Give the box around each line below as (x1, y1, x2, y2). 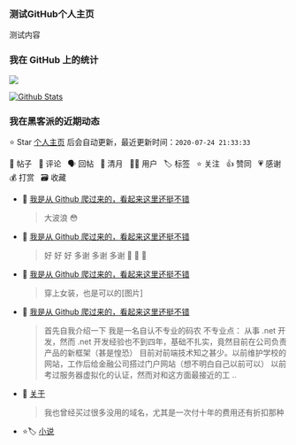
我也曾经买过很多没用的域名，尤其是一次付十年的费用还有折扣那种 (43, 407, 285, 418)
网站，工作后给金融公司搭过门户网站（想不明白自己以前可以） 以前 (43, 358, 287, 369)
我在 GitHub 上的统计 (9, 54, 99, 66)
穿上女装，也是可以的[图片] (43, 288, 143, 298)
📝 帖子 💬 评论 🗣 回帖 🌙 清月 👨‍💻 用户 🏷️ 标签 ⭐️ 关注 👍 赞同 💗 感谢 (9, 157, 282, 169)
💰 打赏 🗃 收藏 (9, 172, 66, 182)
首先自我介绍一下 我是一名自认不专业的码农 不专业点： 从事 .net (43, 325, 277, 335)
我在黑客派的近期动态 (9, 115, 100, 127)
